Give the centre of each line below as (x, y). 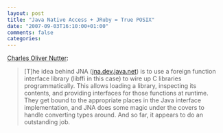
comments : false (30, 32)
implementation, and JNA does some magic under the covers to (114, 108)
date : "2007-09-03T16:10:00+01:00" (58, 26)
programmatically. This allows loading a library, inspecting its (110, 86)
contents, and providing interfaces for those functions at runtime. (116, 93)
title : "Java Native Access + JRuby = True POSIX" (81, 20)
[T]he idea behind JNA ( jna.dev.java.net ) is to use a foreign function (120, 72)
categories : (24, 39)
